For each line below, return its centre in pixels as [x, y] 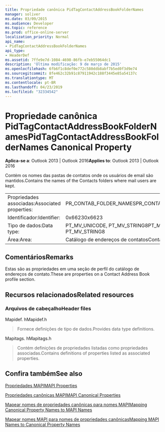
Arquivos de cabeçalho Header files [48, 308]
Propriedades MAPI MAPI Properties [41, 385]
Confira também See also [44, 374]
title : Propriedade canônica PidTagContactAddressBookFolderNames [74, 10]
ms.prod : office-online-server [37, 32]
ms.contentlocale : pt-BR [30, 82]
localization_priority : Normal [37, 37]
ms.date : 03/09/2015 [26, 19]
